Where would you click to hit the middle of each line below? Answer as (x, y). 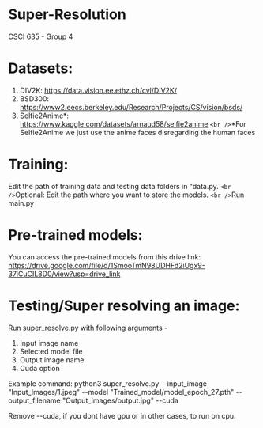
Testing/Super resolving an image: (124, 305)
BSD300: (34, 98)
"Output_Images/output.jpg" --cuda (120, 400)
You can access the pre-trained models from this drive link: (105, 257)
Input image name (49, 343)
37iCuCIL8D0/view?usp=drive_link (64, 274)
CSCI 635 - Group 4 (41, 36)
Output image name (52, 360)
